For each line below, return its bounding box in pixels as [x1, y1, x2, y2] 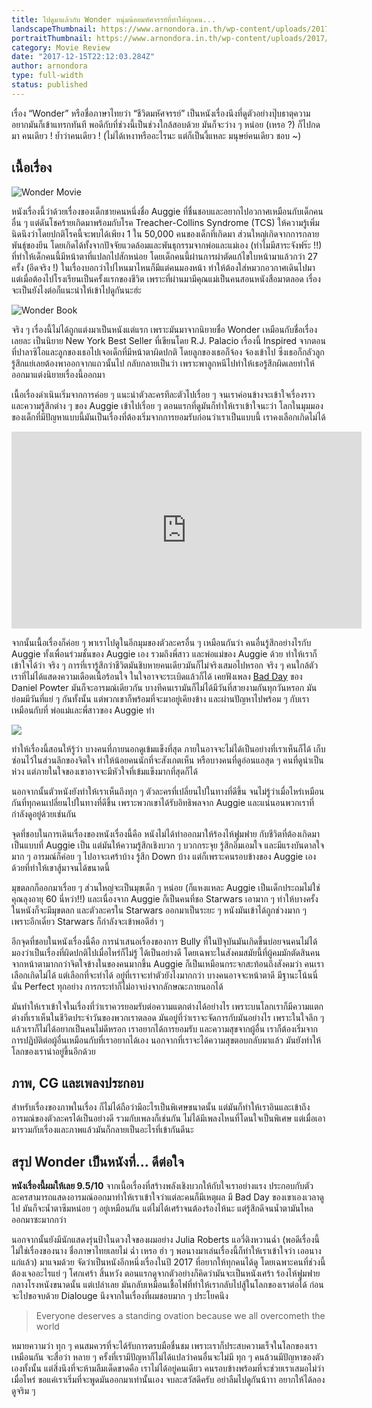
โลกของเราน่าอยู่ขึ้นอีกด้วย [11, 1045, 96, 1057]
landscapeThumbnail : [11, 24, 98, 34]
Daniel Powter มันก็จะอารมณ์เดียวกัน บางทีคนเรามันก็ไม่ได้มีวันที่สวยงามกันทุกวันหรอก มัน [11, 681, 318, 693]
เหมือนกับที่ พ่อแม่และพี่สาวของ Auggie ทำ [11, 704, 155, 716]
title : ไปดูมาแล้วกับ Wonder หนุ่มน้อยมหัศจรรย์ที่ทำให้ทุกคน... [11, 14, 217, 25]
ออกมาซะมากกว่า [11, 1214, 67, 1226]
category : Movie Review [11, 42, 111, 53]
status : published [11, 80, 88, 90]
